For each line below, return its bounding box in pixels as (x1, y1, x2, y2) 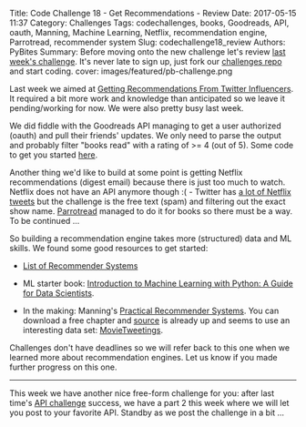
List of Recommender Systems (22, 260, 138, 271)
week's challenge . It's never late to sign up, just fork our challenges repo (9, 56, 282, 66)
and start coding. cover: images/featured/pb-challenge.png (9, 66, 233, 76)
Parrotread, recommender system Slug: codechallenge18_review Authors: (9, 36, 286, 47)
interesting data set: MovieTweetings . (22, 325, 164, 335)
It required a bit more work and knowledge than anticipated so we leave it (9, 93, 285, 104)
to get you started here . (9, 149, 98, 160)
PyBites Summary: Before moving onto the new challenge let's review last (9, 46, 286, 57)
